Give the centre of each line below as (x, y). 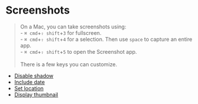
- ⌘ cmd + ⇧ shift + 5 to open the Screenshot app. (78, 51)
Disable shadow (34, 76)
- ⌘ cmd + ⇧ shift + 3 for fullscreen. (61, 32)
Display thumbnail (36, 95)
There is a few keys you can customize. (68, 64)
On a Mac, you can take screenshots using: (73, 27)
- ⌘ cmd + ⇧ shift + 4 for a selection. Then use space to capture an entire (106, 39)
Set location (29, 88)
